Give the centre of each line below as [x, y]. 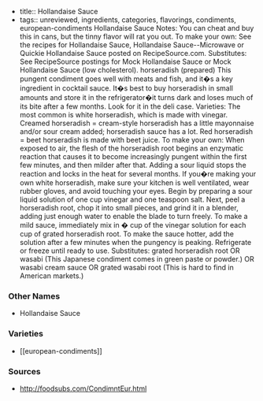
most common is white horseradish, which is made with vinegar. [124, 115]
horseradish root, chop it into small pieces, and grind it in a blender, [129, 208]
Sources [24, 371]
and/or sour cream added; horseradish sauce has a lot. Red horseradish [136, 132]
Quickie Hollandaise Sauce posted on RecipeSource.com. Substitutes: [133, 53]
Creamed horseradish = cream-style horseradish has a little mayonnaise [137, 123]
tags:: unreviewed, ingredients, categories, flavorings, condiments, [128, 20]
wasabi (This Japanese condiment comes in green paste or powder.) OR [137, 259]
